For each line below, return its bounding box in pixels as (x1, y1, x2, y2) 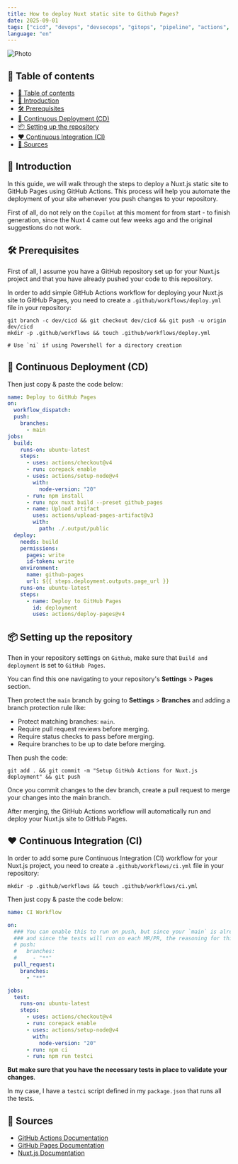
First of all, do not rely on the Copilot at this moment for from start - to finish (7, 208, 231, 217)
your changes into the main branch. (7, 794, 111, 802)
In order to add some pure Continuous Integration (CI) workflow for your (7, 854, 218, 862)
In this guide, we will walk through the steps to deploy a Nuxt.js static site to (7, 179, 229, 188)
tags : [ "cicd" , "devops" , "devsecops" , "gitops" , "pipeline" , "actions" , (7, 23, 230, 30)
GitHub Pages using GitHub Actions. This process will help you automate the (7, 187, 231, 195)
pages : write (25, 552, 65, 559)
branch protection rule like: (7, 704, 86, 712)
